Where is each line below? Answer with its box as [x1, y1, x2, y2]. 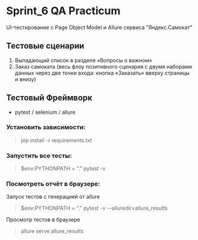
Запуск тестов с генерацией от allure [6, 193, 100, 200]
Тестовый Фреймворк [6, 93, 93, 103]
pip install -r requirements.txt [20, 136, 92, 143]
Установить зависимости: [6, 123, 86, 132]
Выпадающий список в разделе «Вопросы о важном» [14, 56, 153, 63]
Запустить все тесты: [6, 151, 73, 159]
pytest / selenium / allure [14, 108, 76, 116]
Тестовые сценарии [6, 41, 84, 51]
